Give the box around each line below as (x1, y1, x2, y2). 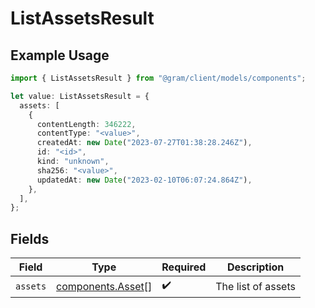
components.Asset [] (56, 279, 153, 293)
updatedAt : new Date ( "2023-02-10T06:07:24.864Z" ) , (36, 175, 253, 185)
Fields (10, 230, 50, 247)
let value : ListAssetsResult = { (10, 91, 150, 101)
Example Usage (10, 47, 110, 64)
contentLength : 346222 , (36, 119, 137, 129)
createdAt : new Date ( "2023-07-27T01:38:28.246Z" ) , (36, 138, 253, 148)
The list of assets (215, 279, 296, 293)
